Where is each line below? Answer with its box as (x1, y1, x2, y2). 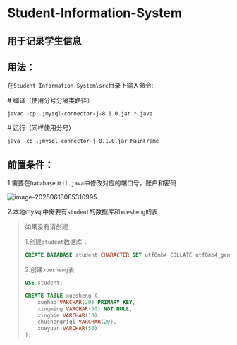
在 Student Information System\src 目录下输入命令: (7, 81, 154, 90)
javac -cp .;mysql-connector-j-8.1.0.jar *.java (7, 110, 153, 117)
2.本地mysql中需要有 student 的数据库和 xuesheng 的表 (7, 207, 159, 216)
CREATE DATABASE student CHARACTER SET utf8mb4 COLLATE (24, 252, 193, 259)
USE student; (24, 279, 63, 287)
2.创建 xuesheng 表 (24, 265, 75, 274)
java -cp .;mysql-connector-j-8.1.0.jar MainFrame (7, 138, 159, 145)
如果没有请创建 (24, 223, 68, 231)
